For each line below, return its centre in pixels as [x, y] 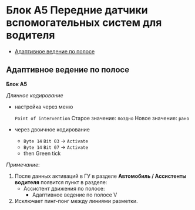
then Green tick [42, 153]
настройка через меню [44, 107]
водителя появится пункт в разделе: [61, 182]
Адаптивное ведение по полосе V [75, 195]
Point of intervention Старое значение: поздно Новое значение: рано [102, 118]
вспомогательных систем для [84, 23]
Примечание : [23, 164]
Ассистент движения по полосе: [64, 188]
